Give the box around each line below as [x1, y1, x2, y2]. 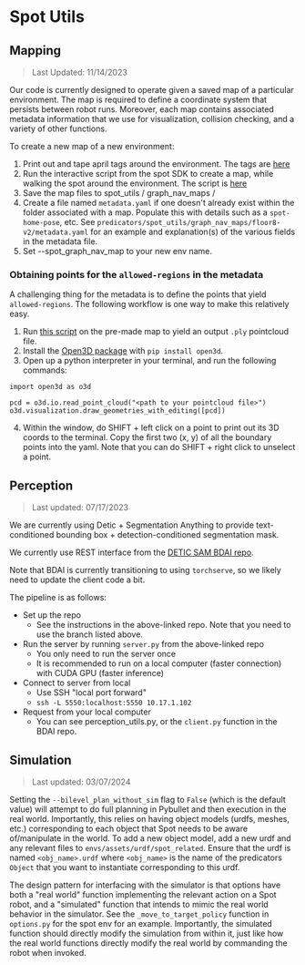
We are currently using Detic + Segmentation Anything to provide [9, 519, 255, 530]
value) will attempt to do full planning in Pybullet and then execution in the [9, 804, 287, 815]
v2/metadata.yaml [22, 228, 89, 237]
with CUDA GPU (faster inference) [36, 668, 165, 679]
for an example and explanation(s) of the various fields [90, 226, 296, 237]
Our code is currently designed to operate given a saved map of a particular [9, 85, 294, 95]
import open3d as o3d [9, 383, 92, 392]
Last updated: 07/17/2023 [31, 502, 129, 513]
